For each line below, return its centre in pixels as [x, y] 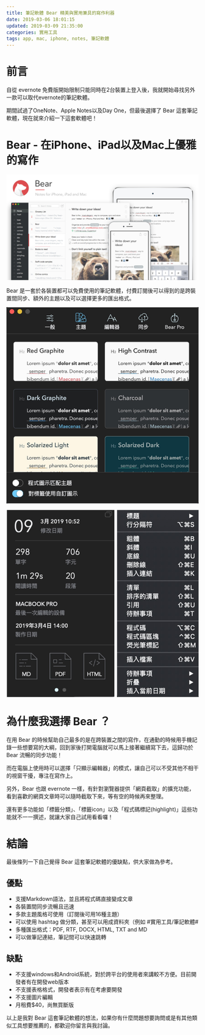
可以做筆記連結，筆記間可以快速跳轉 [61, 937]
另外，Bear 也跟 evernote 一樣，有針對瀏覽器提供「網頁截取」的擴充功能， [100, 788]
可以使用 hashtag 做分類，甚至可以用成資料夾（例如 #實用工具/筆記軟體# [107, 922]
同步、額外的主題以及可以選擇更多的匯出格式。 [76, 298]
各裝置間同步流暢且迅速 [45, 906]
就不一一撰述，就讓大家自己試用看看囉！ [62, 816]
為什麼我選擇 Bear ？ [59, 721]
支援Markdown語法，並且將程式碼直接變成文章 [74, 899]
